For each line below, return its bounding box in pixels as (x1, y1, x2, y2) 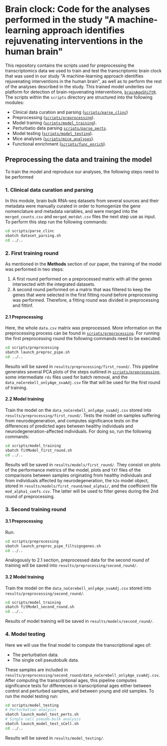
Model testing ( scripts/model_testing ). (12, 130, 93, 136)
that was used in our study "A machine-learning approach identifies (5, 73, 144, 79)
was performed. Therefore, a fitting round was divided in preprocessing (12, 297, 160, 303)
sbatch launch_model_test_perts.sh (5, 712, 79, 717)
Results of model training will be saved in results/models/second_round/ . (5, 618, 154, 624)
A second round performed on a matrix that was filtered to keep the (12, 286, 151, 292)
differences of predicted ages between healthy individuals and (5, 423, 133, 429)
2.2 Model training (5, 396, 44, 402)
